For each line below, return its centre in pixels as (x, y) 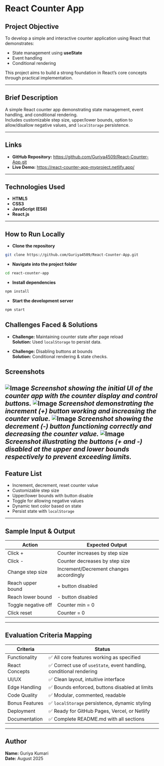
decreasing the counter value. (52, 434)
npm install (17, 291)
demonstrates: (20, 43)
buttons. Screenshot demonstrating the (79, 404)
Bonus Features (26, 703)
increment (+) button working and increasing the (81, 411)
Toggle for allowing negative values (48, 501)
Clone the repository (33, 246)
